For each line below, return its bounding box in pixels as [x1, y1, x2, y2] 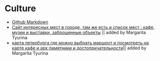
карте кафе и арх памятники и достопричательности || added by [11, 45, 147, 51]
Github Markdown [11, 19, 49, 25]
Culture [4, 3, 37, 14]
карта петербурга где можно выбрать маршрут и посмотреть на [11, 40, 149, 45]
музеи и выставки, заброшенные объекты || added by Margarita [11, 29, 146, 35]
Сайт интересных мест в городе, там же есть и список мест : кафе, [11, 24, 155, 30]
